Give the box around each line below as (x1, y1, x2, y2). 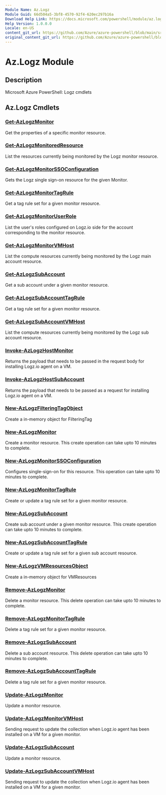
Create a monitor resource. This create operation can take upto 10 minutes (5, 440, 157, 446)
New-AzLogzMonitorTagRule (5, 487, 77, 493)
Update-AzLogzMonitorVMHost (5, 715, 83, 722)
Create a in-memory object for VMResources (5, 574, 97, 580)
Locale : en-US (5, 26, 35, 31)
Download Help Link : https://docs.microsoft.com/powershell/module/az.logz (5, 16, 165, 21)
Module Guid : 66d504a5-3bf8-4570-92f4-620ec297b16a (5, 12, 114, 17)
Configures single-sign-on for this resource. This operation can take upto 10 (5, 469, 160, 475)
